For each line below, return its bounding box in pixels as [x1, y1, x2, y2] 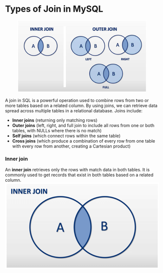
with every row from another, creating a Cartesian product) [12, 143, 131, 149]
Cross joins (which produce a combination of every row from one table [12, 138, 155, 144]
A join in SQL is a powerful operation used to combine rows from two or [5, 98, 149, 104]
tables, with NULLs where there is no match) [12, 128, 102, 134]
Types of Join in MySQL [5, 3, 103, 15]
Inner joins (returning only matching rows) [12, 117, 98, 123]
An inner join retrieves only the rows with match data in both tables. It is [5, 167, 150, 172]
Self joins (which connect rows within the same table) [12, 133, 121, 139]
